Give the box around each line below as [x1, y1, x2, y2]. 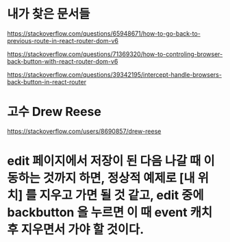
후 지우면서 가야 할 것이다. [7, 222, 144, 237]
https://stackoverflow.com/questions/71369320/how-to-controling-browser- [7, 49, 223, 58]
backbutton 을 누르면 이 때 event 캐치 [7, 205, 213, 220]
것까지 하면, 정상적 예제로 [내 [42, 171, 195, 186]
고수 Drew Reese [7, 104, 101, 120]
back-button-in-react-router [7, 77, 87, 86]
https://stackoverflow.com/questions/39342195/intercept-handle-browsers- [7, 70, 222, 79]
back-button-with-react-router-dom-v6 [7, 57, 118, 65]
